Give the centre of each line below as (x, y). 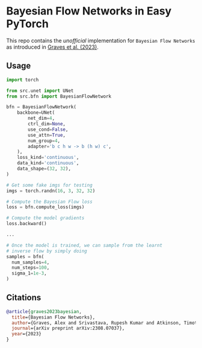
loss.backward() (26, 224)
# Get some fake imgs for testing (50, 185)
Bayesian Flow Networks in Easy (89, 11)
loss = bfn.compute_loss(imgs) (45, 207)
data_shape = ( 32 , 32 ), (44, 169)
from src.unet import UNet (40, 91)
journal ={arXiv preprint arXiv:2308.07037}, (68, 328)
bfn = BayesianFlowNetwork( (41, 107)
